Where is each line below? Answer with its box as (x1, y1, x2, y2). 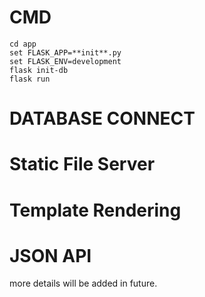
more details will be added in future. (9, 277, 158, 290)
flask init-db (9, 65, 69, 75)
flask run (9, 74, 51, 84)
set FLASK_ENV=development (9, 56, 122, 66)
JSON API (9, 244, 92, 267)
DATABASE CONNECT (9, 107, 196, 130)
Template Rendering (9, 199, 182, 221)
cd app (9, 39, 37, 49)
